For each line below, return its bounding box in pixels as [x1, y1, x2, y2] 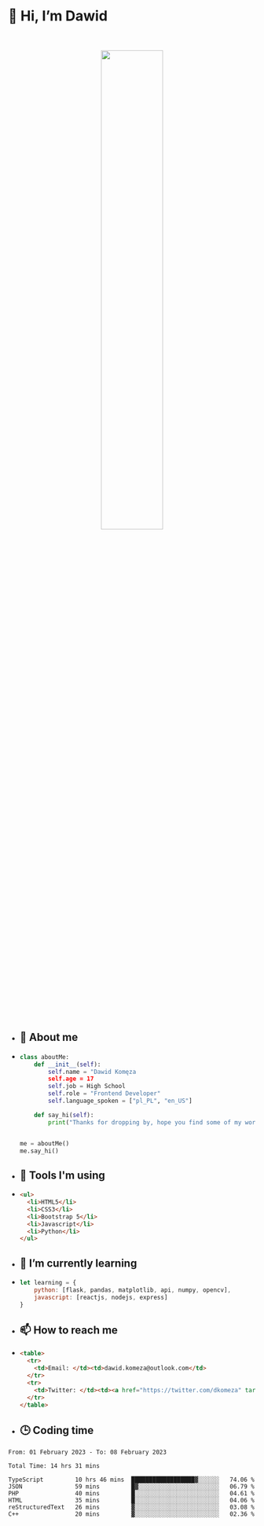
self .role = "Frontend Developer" [48, 1090, 161, 1098]
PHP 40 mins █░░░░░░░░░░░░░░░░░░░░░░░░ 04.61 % [8, 1490, 255, 1498]
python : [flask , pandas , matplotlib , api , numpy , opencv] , [34, 1286, 232, 1294]
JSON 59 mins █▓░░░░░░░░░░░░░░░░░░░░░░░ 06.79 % [8, 1483, 255, 1491]
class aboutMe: [19, 1053, 70, 1061]
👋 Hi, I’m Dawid [8, 7, 108, 25]
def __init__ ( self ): [34, 1061, 101, 1068]
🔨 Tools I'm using [19, 1168, 106, 1182]
